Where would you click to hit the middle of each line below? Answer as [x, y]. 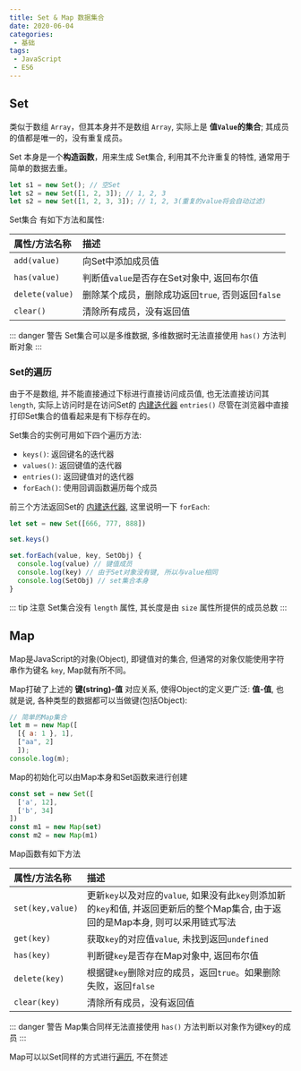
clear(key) [37, 1002]
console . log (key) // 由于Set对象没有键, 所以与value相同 [117, 573]
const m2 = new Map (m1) [54, 835]
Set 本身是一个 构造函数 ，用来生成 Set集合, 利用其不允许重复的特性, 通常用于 [150, 157]
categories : [31, 34]
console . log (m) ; [39, 758]
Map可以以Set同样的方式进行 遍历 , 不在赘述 [89, 1057]
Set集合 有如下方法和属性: [57, 219]
